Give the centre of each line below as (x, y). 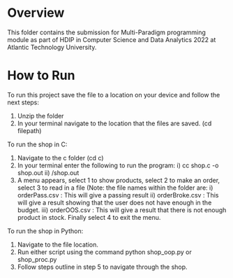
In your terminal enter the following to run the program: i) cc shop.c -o (118, 165)
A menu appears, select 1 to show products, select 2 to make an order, (119, 180)
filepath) (29, 130)
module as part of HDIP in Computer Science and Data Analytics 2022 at (112, 39)
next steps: (23, 102)
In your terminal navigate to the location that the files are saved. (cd (114, 123)
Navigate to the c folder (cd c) (60, 158)
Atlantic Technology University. (52, 47)
